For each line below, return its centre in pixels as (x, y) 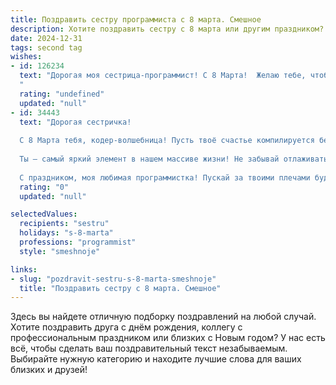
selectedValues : (44, 214)
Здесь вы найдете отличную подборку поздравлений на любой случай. (163, 317)
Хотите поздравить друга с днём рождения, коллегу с (126, 327)
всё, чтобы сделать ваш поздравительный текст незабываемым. (149, 348)
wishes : (26, 57)
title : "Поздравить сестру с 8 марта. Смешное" (120, 288)
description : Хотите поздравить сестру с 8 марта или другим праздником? (167, 29)
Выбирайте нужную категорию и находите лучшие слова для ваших (156, 359)
